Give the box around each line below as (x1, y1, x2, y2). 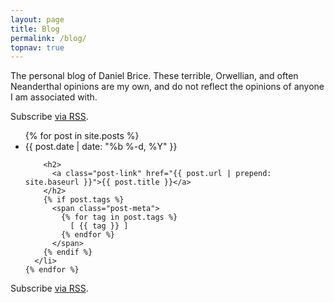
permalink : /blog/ (10, 33, 87, 43)
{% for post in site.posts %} (24, 130, 140, 142)
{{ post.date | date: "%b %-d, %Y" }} (24, 141, 178, 153)
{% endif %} (43, 247, 93, 258)
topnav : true (10, 42, 65, 53)
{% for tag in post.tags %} (61, 212, 178, 223)
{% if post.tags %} (43, 195, 125, 205)
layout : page (10, 14, 65, 25)
